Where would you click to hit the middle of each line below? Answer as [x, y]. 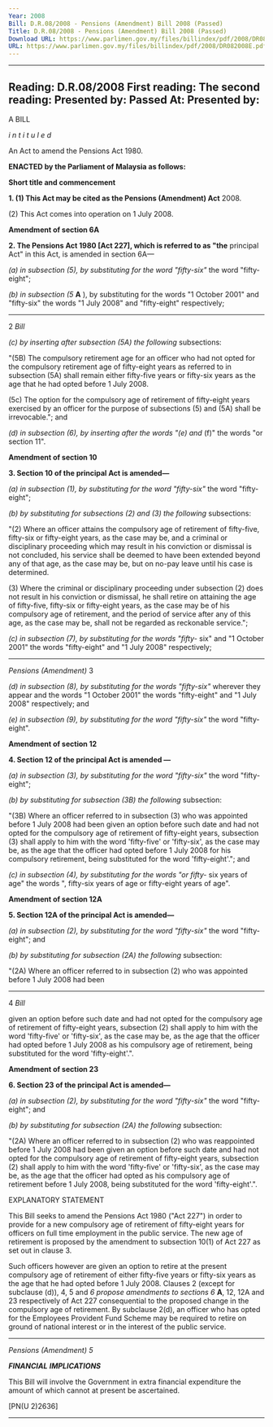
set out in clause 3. [40, 1250]
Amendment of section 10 [53, 457]
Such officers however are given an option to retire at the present [118, 1266]
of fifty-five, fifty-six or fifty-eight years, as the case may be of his [119, 605]
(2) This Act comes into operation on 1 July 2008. [91, 213]
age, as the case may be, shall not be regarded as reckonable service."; [128, 622]
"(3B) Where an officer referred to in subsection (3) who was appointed [128, 815]
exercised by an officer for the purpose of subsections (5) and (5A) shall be [135, 408]
